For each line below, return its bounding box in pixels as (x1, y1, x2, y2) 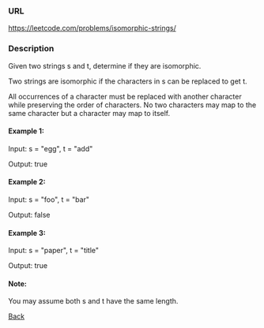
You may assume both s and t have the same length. (8, 296, 179, 306)
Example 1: (8, 126, 45, 136)
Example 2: (8, 177, 46, 187)
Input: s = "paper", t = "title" (8, 246, 100, 255)
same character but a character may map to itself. (8, 108, 171, 117)
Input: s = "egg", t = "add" (8, 143, 93, 153)
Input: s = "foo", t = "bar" (8, 195, 89, 204)
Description (8, 43, 55, 54)
